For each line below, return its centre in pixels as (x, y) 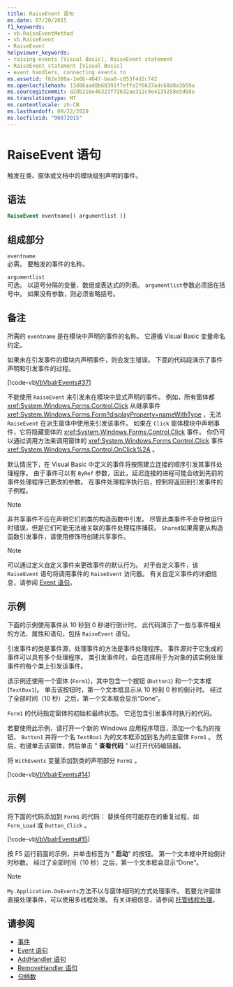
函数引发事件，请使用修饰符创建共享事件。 (68, 536)
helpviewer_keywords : (39, 53)
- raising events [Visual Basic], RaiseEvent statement (90, 59)
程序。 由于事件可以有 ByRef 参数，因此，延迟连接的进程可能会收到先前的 (118, 472)
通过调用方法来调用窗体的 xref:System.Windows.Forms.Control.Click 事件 (118, 440)
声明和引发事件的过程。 (41, 368)
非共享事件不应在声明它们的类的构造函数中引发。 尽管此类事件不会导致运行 (115, 519)
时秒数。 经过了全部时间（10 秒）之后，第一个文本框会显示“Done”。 (105, 862)
